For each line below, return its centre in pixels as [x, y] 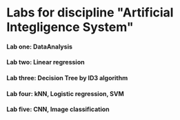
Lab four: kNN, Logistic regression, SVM [66, 93]
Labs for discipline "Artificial [90, 13]
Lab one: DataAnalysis [40, 47]
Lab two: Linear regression [46, 62]
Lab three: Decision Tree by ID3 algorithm [67, 77]
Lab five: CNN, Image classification [58, 109]
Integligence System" [70, 27]
